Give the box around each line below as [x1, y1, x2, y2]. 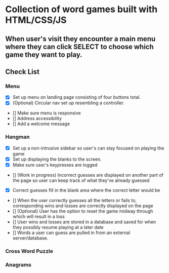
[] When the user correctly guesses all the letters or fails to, [12, 197, 137, 203]
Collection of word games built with [5, 4, 158, 15]
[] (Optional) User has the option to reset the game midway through [12, 208, 153, 214]
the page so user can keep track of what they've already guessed [12, 177, 150, 183]
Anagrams [5, 261, 32, 268]
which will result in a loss [12, 213, 65, 219]
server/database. [12, 235, 49, 241]
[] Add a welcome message [12, 121, 70, 127]
